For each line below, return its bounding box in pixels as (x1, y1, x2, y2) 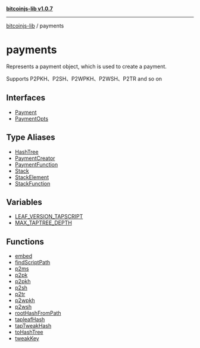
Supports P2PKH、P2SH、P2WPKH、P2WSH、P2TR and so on (6, 75, 162, 82)
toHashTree (14, 328, 43, 336)
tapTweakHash (14, 322, 52, 329)
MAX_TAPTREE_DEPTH (14, 219, 73, 226)
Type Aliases (6, 133, 55, 143)
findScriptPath (14, 259, 51, 266)
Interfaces (6, 93, 46, 103)
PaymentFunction (14, 161, 58, 168)
